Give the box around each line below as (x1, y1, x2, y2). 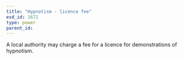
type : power (6, 19, 36, 25)
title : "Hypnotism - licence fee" (6, 8, 92, 15)
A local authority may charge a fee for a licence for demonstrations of (6, 41, 178, 48)
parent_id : (6, 25, 33, 31)
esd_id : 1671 (6, 14, 39, 20)
